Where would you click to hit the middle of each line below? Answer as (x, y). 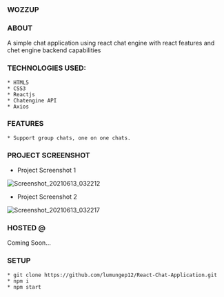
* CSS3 (17, 88)
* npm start (24, 287)
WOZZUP (23, 10)
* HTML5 (18, 82)
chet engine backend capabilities (54, 50)
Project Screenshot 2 (47, 197)
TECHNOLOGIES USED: (47, 68)
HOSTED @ (27, 228)
